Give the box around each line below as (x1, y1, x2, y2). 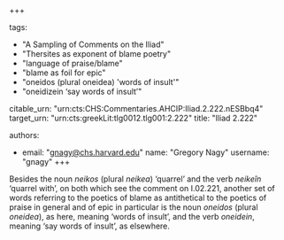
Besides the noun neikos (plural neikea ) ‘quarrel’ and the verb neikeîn (9, 174, 262, 184)
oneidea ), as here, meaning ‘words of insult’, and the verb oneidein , (9, 212, 255, 221)
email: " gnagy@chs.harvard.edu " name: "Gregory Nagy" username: (21, 147, 270, 158)
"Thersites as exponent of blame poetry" (21, 49, 171, 58)
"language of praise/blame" (21, 58, 124, 68)
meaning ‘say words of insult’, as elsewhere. (9, 221, 171, 231)
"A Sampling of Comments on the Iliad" (21, 39, 165, 50)
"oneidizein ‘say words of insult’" (21, 86, 142, 97)
